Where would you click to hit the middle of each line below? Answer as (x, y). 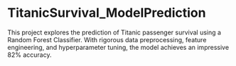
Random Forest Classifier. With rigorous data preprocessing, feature (107, 39)
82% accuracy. (29, 55)
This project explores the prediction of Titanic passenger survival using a (114, 32)
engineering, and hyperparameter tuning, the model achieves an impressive (118, 47)
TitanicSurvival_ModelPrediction (107, 13)
